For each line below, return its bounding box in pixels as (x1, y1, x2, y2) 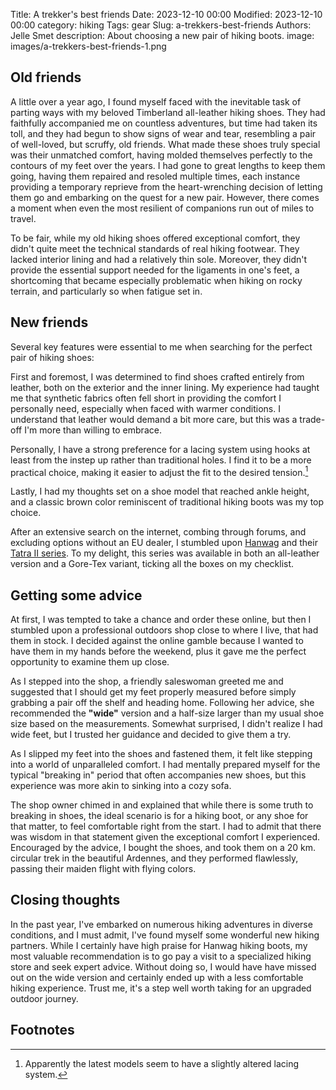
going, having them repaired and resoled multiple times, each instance (10, 170, 301, 182)
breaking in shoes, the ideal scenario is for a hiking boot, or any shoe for (10, 810, 309, 822)
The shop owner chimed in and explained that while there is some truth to (10, 799, 314, 811)
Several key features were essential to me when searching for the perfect (10, 340, 313, 353)
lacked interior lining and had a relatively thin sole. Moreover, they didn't (10, 253, 308, 265)
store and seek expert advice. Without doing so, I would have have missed (10, 960, 317, 973)
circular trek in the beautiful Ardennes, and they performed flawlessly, (10, 852, 299, 864)
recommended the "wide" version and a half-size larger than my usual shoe (10, 707, 325, 719)
